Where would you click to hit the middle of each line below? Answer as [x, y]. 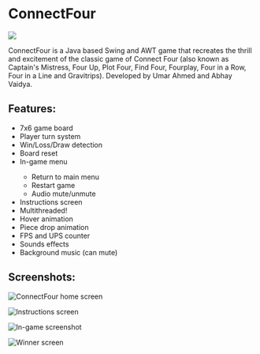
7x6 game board [46, 128]
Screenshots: [42, 277]
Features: [32, 109]
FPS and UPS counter [55, 235]
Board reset [39, 153]
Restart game [53, 185]
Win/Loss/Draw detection [61, 145]
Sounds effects [44, 244]
